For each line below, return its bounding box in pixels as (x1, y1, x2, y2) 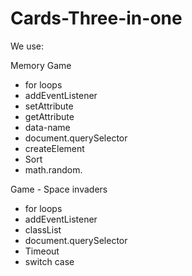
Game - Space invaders (10, 183, 108, 195)
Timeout (24, 245, 60, 257)
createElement (24, 142, 85, 154)
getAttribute (24, 110, 75, 122)
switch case (24, 255, 75, 267)
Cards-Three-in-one (10, 7, 183, 30)
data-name (24, 121, 71, 133)
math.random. (24, 163, 83, 176)
